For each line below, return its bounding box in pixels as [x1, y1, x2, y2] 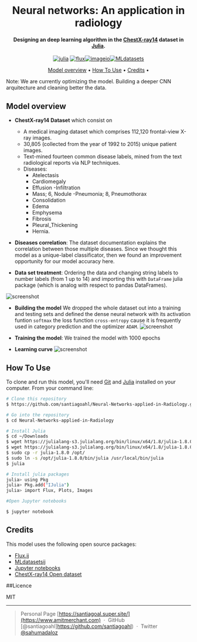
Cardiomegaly [32, 178, 66, 185]
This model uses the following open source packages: [6, 541, 137, 548]
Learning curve [14, 346, 53, 353]
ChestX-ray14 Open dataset [14, 570, 82, 578]
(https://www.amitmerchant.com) [20, 616, 101, 623]
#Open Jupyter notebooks [6, 498, 67, 504]
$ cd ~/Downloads [6, 433, 49, 439]
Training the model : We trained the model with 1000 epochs [14, 334, 161, 342]
